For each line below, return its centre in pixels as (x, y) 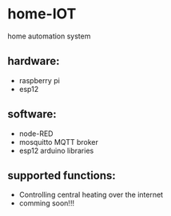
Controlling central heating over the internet (91, 195)
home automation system (49, 36)
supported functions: (62, 176)
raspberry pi (40, 80)
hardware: (34, 61)
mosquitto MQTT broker (59, 142)
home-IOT (42, 14)
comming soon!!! (47, 203)
